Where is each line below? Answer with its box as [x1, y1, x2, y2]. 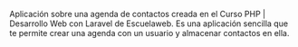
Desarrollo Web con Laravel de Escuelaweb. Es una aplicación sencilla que [9, 18, 288, 29]
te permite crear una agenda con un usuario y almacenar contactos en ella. [9, 28, 290, 38]
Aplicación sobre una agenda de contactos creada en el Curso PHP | [9, 9, 265, 19]
